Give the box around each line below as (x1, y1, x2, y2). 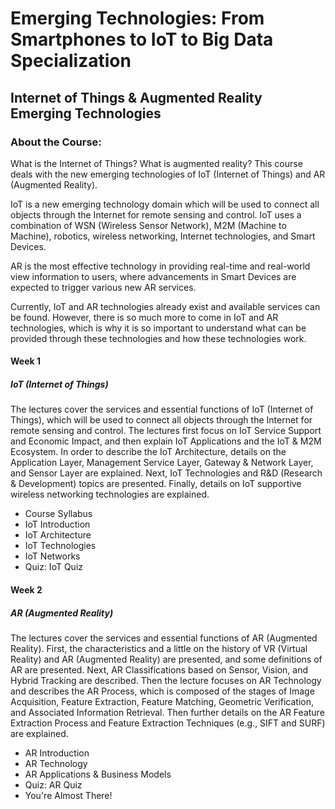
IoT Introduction (24, 518, 91, 531)
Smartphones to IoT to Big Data (10, 28, 274, 51)
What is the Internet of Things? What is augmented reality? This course (10, 157, 303, 169)
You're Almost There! (24, 790, 113, 801)
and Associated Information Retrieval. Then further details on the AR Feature (10, 707, 325, 718)
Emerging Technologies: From (10, 7, 265, 30)
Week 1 (10, 355, 41, 367)
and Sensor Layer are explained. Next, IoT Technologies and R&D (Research (10, 467, 323, 479)
